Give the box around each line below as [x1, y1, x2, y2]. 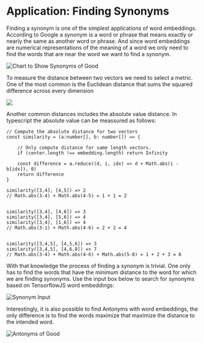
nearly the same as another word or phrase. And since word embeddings [6, 37, 191, 45]
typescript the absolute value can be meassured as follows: [6, 117, 156, 124]
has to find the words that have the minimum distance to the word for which [6, 269, 197, 276]
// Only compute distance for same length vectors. [17, 145, 151, 151]
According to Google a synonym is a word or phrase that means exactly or [6, 31, 194, 38]
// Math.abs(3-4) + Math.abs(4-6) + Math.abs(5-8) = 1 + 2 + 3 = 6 [6, 251, 182, 258]
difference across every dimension [6, 87, 94, 94]
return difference [17, 171, 64, 178]
